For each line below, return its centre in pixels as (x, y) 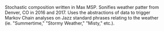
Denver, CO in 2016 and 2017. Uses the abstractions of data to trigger (78, 12)
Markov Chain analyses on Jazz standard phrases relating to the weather (82, 18)
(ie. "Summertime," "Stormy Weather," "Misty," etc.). (60, 23)
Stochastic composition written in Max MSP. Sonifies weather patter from (82, 7)
